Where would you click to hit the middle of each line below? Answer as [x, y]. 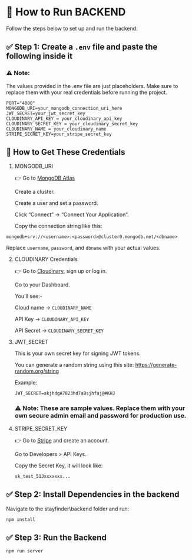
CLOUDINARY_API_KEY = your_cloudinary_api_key [64, 118]
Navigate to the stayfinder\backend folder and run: [68, 509]
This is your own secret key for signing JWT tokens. [78, 353]
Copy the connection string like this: [58, 226]
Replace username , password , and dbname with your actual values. [83, 248]
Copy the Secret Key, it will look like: [59, 465]
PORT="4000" [21, 103]
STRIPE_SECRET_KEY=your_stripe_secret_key [59, 134]
